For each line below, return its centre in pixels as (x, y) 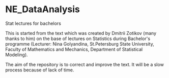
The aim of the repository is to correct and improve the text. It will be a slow (84, 64)
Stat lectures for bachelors (33, 23)
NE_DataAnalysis (43, 9)
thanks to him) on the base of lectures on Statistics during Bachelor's (78, 38)
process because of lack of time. (40, 70)
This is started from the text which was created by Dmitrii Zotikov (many (81, 33)
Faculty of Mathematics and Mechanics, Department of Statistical (74, 49)
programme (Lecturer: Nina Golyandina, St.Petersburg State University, (80, 44)
